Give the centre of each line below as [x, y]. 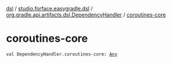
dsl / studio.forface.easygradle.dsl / [49, 9]
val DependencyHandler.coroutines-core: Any [62, 54]
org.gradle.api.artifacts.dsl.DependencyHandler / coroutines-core [86, 15]
